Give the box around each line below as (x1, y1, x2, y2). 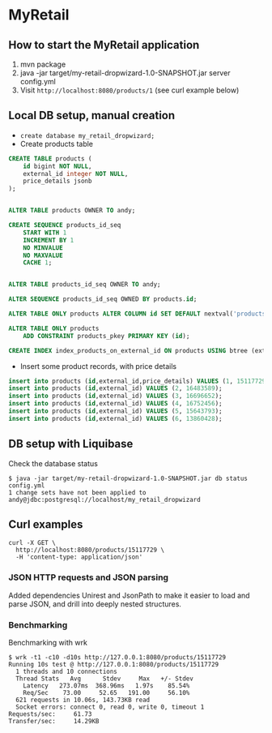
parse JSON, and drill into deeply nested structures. (8, 598, 182, 609)
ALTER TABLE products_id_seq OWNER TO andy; (8, 281, 161, 289)
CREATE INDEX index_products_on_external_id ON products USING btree (8, 346, 249, 354)
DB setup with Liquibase (8, 437, 134, 451)
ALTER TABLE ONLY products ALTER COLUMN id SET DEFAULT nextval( (8, 310, 233, 318)
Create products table (19, 139, 94, 148)
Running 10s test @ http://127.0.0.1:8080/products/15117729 (8, 661, 219, 669)
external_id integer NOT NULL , (23, 169, 129, 178)
